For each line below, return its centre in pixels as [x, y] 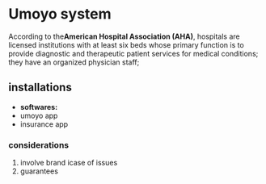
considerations [39, 144]
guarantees [39, 171]
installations [40, 88]
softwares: [39, 107]
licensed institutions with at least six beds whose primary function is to [126, 44]
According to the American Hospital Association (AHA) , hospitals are [124, 36]
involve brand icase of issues [69, 163]
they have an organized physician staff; [74, 62]
